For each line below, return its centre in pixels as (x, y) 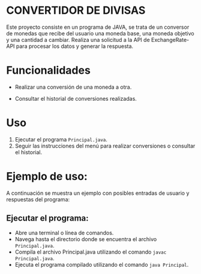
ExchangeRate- (170, 40)
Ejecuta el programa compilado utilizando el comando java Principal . (102, 264)
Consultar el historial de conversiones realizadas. (76, 98)
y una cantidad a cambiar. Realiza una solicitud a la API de (78, 40)
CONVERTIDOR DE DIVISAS (76, 10)
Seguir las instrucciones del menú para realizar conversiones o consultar (105, 146)
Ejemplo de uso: (47, 176)
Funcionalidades (49, 70)
